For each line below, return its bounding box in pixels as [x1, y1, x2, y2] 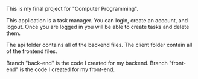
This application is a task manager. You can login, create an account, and [6, 17, 188, 24]
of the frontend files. [6, 48, 57, 55]
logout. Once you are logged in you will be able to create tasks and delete [6, 24, 190, 30]
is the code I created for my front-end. [19, 66, 115, 73]
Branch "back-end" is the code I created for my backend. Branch [6, 60, 168, 66]
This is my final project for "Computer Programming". [6, 5, 139, 12]
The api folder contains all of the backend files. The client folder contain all [6, 42, 193, 48]
